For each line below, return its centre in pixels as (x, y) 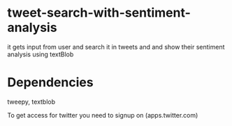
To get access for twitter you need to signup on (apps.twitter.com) (103, 115)
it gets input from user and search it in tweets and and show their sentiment (116, 47)
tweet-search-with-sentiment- (99, 13)
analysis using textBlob (41, 54)
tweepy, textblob (31, 102)
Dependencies (50, 82)
